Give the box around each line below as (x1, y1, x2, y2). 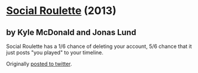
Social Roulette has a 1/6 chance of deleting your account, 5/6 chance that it (6, 43, 192, 50)
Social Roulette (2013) (6, 4, 116, 18)
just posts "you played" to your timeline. (6, 49, 103, 56)
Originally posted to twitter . (6, 60, 72, 67)
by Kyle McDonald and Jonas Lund (6, 27, 137, 37)
